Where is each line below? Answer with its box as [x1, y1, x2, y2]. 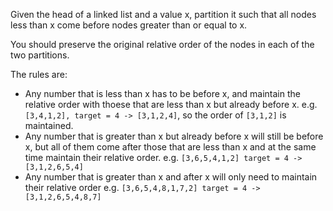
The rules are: [10, 69, 68, 80]
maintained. [24, 120, 74, 131]
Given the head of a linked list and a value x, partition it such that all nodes [10, 9, 317, 20]
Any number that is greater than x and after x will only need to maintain [24, 171, 318, 183]
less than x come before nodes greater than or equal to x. [10, 19, 248, 31]
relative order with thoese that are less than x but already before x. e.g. [24, 99, 318, 110]
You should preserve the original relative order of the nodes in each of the [10, 39, 315, 50]
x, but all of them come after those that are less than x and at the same [24, 141, 317, 153]
